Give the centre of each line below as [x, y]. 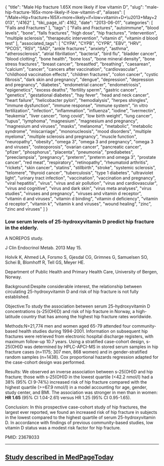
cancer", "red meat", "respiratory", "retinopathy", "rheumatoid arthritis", [77, 162]
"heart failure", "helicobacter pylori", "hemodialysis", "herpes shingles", [77, 100]
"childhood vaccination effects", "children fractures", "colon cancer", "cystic [82, 74]
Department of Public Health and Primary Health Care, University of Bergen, [82, 272]
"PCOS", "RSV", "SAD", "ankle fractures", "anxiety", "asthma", [67, 49]
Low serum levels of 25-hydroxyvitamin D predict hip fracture [80, 221]
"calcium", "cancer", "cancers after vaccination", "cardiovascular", [72, 69]
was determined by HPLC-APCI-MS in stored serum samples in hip [91, 347]
